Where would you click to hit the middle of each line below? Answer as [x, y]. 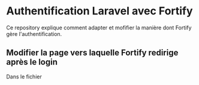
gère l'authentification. [34, 34]
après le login [32, 62]
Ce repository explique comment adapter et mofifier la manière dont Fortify [99, 28]
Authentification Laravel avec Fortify [99, 11]
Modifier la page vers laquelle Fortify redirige [92, 53]
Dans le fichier [24, 77]
